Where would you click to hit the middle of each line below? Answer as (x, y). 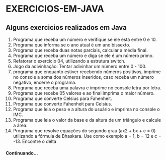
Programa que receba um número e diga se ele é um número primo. (83, 56)
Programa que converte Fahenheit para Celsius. (62, 104)
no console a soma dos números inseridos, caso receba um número (83, 77)
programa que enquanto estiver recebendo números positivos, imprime (87, 72)
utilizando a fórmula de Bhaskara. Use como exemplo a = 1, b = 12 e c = (87, 136)
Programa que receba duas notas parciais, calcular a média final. (80, 50)
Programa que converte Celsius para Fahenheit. (62, 98)
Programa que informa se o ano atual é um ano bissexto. (71, 45)
